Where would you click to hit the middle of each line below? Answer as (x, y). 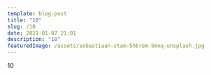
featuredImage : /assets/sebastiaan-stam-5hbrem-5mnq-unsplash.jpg (106, 46)
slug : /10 (22, 26)
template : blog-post (37, 14)
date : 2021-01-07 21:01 (42, 33)
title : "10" (24, 20)
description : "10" (34, 40)
